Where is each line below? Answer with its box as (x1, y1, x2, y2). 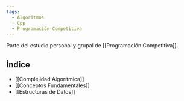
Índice (6, 60, 30, 70)
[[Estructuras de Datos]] (14, 88, 75, 96)
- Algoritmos (11, 14, 45, 20)
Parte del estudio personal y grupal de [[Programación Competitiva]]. (6, 42, 179, 49)
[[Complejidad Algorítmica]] (14, 76, 84, 83)
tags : (6, 8, 20, 15)
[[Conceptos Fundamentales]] (14, 82, 90, 89)
